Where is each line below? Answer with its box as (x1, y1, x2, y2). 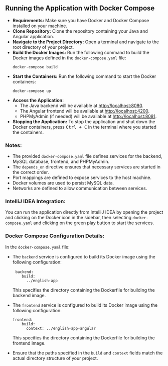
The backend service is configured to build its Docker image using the (12, 253, 155, 259)
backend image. (12, 292, 46, 298)
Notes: (5, 142, 22, 149)
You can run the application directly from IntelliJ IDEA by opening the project (5, 209, 163, 215)
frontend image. (12, 340, 46, 346)
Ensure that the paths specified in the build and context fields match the (12, 349, 163, 356)
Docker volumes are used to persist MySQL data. (12, 180, 114, 186)
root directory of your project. (12, 44, 74, 50)
